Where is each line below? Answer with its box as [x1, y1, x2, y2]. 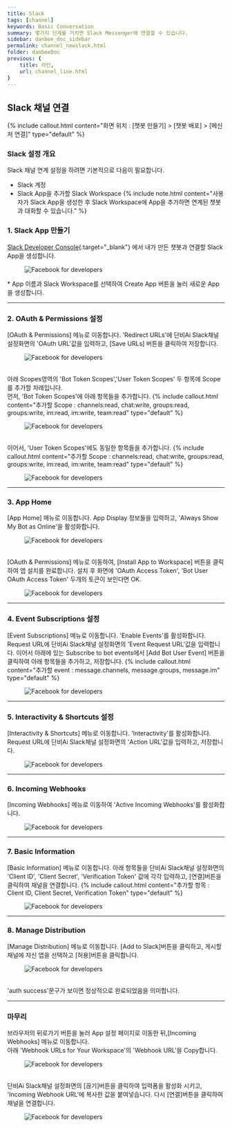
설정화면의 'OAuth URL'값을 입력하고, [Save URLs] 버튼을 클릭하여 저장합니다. [7, 340, 219, 348]
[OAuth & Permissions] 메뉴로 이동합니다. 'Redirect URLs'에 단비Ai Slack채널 [7, 331, 220, 339]
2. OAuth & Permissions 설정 [7, 313, 103, 323]
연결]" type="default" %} [14, 130, 85, 138]
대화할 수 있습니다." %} [24, 207, 88, 215]
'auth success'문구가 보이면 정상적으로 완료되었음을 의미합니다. [7, 986, 180, 994]
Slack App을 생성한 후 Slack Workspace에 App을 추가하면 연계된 [30, 198, 209, 206]
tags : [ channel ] [7, 17, 54, 24]
